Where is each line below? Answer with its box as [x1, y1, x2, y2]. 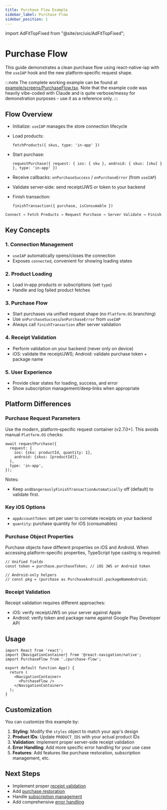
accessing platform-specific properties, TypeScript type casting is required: [5, 550, 161, 556]
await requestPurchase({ [5, 441, 57, 446]
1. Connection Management [5, 241, 73, 248]
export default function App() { [5, 666, 75, 671]
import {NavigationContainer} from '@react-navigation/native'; [5, 652, 142, 658]
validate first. [12, 491, 40, 497]
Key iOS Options [5, 504, 46, 511]
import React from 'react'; [5, 648, 64, 653]
